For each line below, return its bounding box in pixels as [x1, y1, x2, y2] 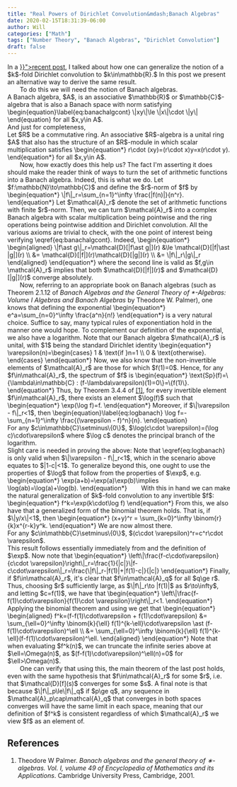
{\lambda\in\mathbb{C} [7, 379, 76, 386]
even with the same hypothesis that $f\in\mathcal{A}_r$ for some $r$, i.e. [7, 672, 222, 680]
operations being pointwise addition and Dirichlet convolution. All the [7, 221, 209, 229]
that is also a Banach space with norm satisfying [30, 100, 172, 108]
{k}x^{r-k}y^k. [7, 522, 48, 529]
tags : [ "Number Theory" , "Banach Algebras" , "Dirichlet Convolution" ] [7, 37, 220, 44]
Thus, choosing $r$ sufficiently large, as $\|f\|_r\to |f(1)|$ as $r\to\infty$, [7, 582, 219, 590]
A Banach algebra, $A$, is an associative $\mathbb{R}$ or [7, 93, 178, 101]
